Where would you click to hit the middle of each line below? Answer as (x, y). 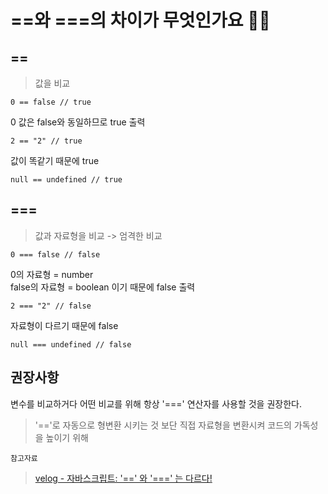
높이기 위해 (67, 437)
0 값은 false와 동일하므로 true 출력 (78, 122)
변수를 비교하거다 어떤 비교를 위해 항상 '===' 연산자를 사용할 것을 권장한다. (156, 403)
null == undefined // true (66, 180)
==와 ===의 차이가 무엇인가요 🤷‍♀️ (140, 20)
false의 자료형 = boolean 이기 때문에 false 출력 (103, 287)
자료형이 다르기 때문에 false (64, 325)
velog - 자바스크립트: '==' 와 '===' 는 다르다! (123, 478)
